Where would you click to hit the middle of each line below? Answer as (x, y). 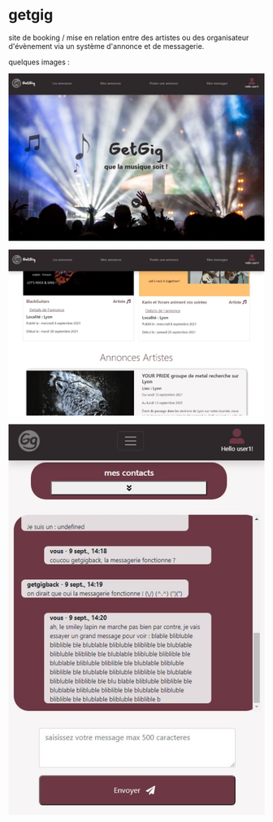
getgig (31, 15)
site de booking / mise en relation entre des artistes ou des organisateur (129, 37)
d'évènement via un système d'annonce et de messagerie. (106, 46)
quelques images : (39, 62)
